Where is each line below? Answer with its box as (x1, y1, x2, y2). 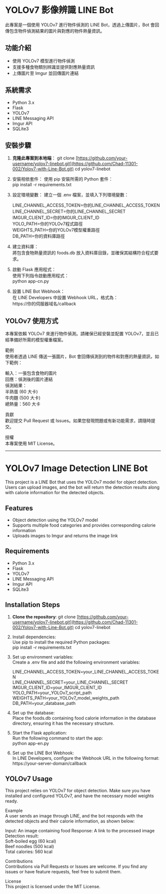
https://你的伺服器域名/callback (12, 301, 77, 307)
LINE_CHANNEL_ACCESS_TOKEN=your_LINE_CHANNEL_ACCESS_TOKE (12, 668, 160, 674)
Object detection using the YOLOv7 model (12, 517, 98, 523)
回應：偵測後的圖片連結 (5, 376, 53, 383)
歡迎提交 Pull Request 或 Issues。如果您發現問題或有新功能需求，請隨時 (5, 418, 152, 424)
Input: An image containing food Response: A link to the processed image (5, 828, 155, 834)
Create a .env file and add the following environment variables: (12, 659, 140, 665)
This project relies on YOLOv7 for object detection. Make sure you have (5, 788, 151, 794)
